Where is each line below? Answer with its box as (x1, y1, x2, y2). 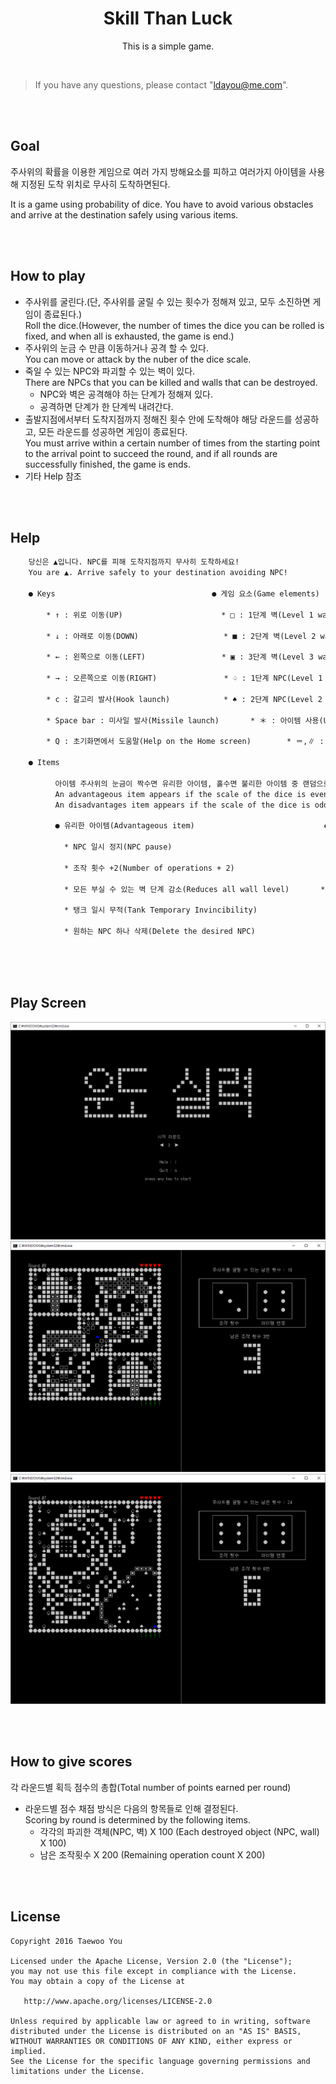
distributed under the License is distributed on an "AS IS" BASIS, (10, 2026, 302, 2036)
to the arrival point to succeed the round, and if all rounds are (24, 447, 278, 459)
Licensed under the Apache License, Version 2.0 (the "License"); (10, 1956, 293, 1966)
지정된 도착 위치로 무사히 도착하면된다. (20, 178, 171, 190)
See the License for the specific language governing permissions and (10, 2056, 311, 2066)
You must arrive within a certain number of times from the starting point (24, 437, 321, 449)
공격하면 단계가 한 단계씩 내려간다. (39, 400, 174, 412)
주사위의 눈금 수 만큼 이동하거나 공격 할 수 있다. (24, 342, 209, 354)
